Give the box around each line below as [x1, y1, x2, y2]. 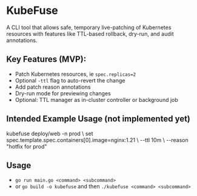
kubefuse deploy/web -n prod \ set [6, 130, 93, 137]
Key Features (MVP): [6, 54, 87, 64]
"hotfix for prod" [6, 143, 47, 150]
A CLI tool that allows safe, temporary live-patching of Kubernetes [6, 24, 172, 31]
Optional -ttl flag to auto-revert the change [15, 76, 125, 84]
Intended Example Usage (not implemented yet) [6, 113, 191, 124]
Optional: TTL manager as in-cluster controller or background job [15, 96, 179, 103]
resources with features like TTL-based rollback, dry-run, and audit [6, 30, 174, 37]
